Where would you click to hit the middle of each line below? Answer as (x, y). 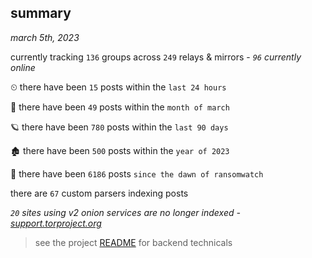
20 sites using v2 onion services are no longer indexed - (125, 212)
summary (41, 13)
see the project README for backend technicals (133, 242)
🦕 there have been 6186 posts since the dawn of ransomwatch (137, 173)
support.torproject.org (56, 223)
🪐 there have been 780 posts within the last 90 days (119, 127)
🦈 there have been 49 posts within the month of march (120, 107)
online (23, 67)
